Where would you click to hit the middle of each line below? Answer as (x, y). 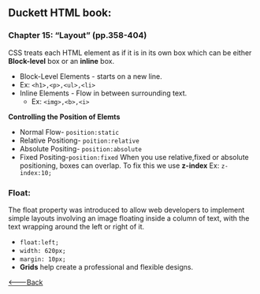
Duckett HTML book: (60, 13)
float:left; (39, 242)
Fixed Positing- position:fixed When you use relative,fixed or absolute (134, 157)
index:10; (36, 173)
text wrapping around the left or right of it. (76, 226)
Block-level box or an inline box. (61, 61)
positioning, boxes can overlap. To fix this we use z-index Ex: (119, 166)
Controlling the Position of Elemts (64, 117)
